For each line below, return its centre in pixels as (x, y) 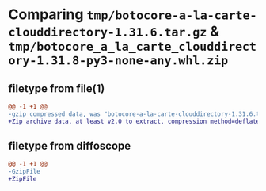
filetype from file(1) (57, 88)
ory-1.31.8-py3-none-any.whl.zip (118, 61)
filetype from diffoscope (70, 146)
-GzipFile (25, 172)
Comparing (46, 15)
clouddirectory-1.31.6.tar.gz (108, 33)
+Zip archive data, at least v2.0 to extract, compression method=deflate (134, 121)
